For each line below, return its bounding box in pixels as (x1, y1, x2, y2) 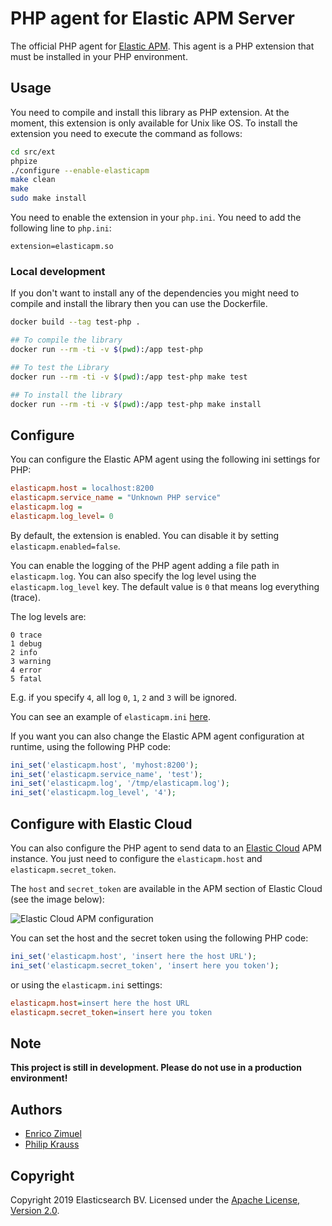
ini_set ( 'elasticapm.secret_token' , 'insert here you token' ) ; (10, 960, 280, 971)
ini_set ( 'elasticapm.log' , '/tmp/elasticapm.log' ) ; (10, 778, 230, 789)
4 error (10, 665, 43, 675)
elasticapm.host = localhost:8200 (10, 483, 155, 494)
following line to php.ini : (10, 222, 112, 234)
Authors (10, 1101, 63, 1118)
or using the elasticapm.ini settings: (10, 978, 163, 991)
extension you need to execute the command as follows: (10, 127, 243, 139)
